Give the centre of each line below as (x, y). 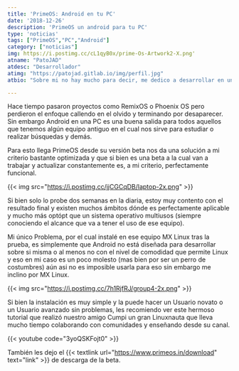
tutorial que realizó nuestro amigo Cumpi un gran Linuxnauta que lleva (110, 318)
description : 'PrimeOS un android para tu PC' (78, 27)
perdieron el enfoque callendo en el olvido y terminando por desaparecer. (115, 114)
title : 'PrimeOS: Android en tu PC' (62, 14)
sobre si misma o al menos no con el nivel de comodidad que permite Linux (118, 252)
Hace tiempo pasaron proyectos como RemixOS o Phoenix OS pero (106, 107)
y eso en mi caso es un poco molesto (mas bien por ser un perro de (107, 259)
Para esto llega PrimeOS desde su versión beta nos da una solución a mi (113, 151)
